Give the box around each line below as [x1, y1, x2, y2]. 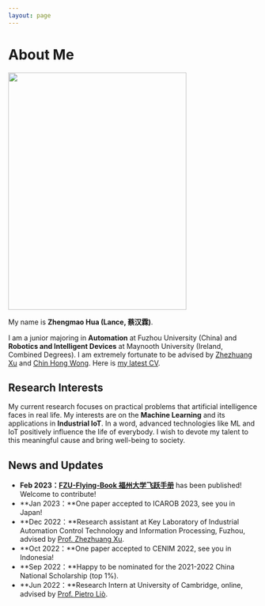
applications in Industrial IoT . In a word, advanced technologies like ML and [8, 419, 256, 428]
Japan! [19, 508, 43, 517]
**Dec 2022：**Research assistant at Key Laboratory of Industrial [19, 517, 240, 527]
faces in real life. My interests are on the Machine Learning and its [8, 411, 225, 420]
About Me [8, 45, 74, 63]
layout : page [8, 11, 51, 20]
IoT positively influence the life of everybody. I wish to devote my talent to [8, 427, 249, 437]
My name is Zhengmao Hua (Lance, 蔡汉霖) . [8, 317, 153, 327]
